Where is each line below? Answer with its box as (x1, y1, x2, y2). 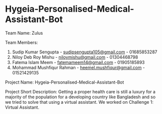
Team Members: (5, 39, 38, 45)
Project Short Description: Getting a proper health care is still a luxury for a (5, 89, 156, 94)
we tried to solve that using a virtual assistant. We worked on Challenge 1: (5, 99, 154, 105)
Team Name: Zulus (5, 30, 43, 36)
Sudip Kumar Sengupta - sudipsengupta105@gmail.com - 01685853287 (12, 49, 158, 55)
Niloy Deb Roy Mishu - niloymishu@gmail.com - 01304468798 (12, 54, 139, 60)
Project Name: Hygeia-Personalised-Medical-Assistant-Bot (5, 79, 124, 85)
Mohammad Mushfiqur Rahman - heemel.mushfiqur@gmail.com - (12, 65, 145, 70)
